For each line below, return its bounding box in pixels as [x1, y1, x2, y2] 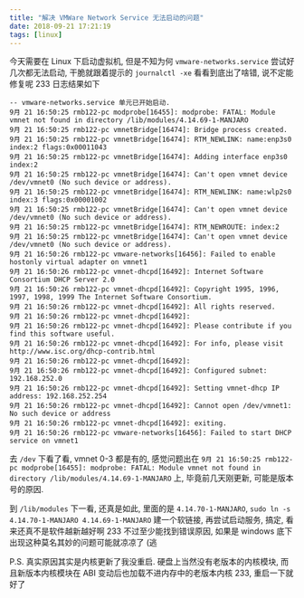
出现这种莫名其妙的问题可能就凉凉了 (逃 [9, 537, 158, 548]
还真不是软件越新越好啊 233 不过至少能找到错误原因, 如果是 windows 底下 [16, 526, 293, 536]
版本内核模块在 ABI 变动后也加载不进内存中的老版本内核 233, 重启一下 [24, 567, 286, 579]
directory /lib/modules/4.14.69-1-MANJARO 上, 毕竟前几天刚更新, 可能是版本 [9, 472, 294, 484]
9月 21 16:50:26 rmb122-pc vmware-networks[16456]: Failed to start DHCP [9, 429, 292, 438]
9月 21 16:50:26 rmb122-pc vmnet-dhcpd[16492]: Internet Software [9, 268, 264, 277]
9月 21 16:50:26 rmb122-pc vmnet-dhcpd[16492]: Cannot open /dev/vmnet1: [9, 402, 292, 411]
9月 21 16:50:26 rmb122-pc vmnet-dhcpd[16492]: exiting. [9, 419, 228, 428]
